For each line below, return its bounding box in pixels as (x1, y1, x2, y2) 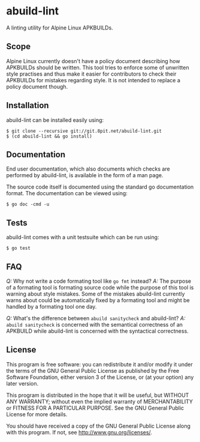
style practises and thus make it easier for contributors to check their (6, 70, 177, 77)
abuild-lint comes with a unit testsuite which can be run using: (6, 234, 160, 241)
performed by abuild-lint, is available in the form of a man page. (6, 172, 163, 179)
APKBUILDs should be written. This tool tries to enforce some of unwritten (6, 64, 190, 71)
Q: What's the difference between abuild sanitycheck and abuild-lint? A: (6, 315, 186, 322)
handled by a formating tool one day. (6, 303, 97, 310)
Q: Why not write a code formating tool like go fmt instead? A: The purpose (6, 277, 192, 285)
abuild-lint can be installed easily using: (6, 116, 104, 124)
